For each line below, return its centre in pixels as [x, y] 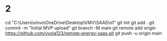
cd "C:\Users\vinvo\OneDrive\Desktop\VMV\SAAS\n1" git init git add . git [80, 22]
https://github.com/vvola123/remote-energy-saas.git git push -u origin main [84, 33]
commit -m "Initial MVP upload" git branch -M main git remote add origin [80, 27]
